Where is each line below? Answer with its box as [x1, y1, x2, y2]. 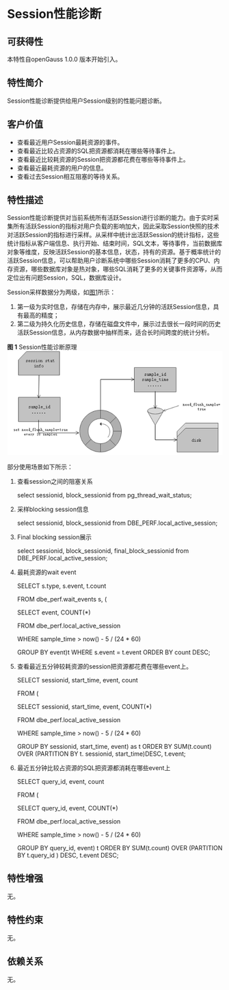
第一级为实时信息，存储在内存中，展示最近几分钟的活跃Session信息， [16, 303, 213, 311]
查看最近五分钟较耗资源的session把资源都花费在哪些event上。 [16, 663, 193, 671]
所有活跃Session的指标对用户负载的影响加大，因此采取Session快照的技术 [12, 222, 219, 230]
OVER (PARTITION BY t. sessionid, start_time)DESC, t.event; [16, 750, 186, 758]
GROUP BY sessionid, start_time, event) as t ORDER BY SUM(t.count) [16, 743, 212, 751]
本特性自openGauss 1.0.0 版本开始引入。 [7, 55, 122, 63]
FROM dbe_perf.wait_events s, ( [16, 595, 107, 604]
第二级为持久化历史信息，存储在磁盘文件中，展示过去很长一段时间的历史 [16, 320, 221, 328]
